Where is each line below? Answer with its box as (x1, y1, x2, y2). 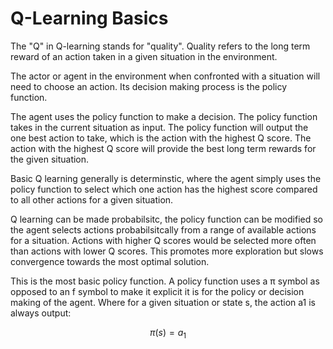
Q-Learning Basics (10, 7, 169, 30)
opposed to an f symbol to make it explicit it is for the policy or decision (10, 285, 305, 297)
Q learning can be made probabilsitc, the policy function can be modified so (10, 213, 324, 225)
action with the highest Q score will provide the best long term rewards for (10, 142, 317, 154)
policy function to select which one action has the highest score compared (10, 183, 318, 195)
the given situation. (10, 153, 90, 165)
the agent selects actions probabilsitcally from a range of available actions (10, 223, 317, 236)
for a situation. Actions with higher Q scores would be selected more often (10, 234, 317, 246)
